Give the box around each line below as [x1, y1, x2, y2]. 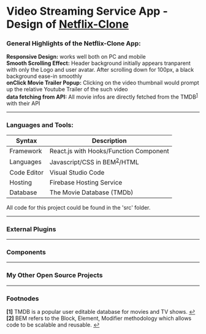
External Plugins [6, 225, 56, 233]
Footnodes [6, 294, 39, 303]
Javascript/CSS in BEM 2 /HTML [49, 157, 139, 167]
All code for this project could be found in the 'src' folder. [6, 203, 151, 211]
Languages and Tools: [6, 121, 74, 129]
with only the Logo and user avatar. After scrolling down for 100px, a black [6, 66, 194, 74]
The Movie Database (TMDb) [49, 188, 134, 197]
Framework [9, 147, 42, 156]
